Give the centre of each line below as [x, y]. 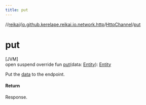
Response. [16, 97]
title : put [17, 10]
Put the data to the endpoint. [35, 74]
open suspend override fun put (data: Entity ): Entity [58, 64]
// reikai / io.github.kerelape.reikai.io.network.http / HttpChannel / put [73, 24]
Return [13, 86]
